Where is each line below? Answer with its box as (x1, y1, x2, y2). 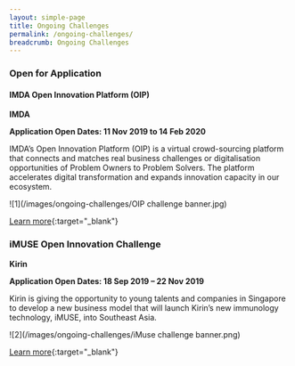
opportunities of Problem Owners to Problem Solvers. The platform (9, 162, 255, 174)
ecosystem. (9, 182, 53, 192)
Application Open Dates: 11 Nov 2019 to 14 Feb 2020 (9, 126, 207, 137)
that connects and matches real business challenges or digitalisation (9, 153, 261, 164)
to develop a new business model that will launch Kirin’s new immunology (9, 302, 279, 313)
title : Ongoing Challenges (9, 21, 110, 30)
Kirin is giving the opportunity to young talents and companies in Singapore (9, 293, 287, 304)
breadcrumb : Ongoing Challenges (9, 37, 129, 47)
